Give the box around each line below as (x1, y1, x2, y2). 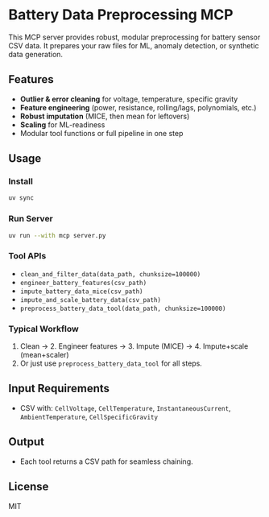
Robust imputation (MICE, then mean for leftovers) (19, 111, 190, 121)
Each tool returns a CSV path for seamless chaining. (19, 457, 193, 466)
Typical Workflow (8, 323, 79, 334)
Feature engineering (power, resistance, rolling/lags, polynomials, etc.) (19, 102, 257, 112)
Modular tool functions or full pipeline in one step (19, 128, 184, 138)
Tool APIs (8, 250, 47, 262)
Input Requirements (8, 382, 110, 395)
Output (8, 435, 44, 449)
